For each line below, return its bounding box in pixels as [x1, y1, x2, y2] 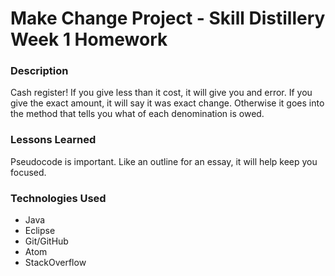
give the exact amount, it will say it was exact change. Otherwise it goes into [10, 97, 325, 109]
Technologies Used [10, 191, 107, 205]
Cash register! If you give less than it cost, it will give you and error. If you [10, 87, 313, 99]
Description [10, 64, 69, 78]
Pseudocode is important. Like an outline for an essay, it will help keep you [10, 155, 318, 167]
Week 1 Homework [10, 28, 168, 51]
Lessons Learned [10, 133, 97, 147]
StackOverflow [24, 257, 87, 269]
